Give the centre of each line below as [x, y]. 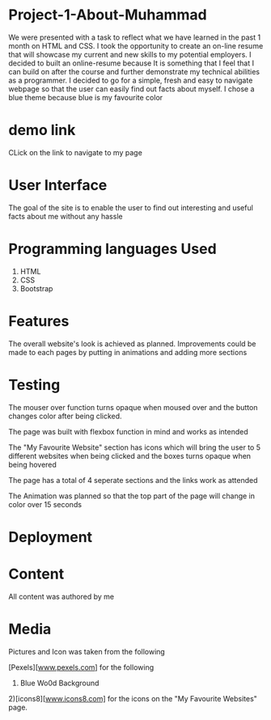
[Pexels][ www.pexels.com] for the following [81, 667]
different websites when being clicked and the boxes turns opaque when [130, 455]
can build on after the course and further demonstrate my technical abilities [134, 71]
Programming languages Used [112, 249]
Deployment [51, 537]
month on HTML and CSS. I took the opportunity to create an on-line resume [136, 45]
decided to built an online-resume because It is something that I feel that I [131, 63]
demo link [42, 130]
